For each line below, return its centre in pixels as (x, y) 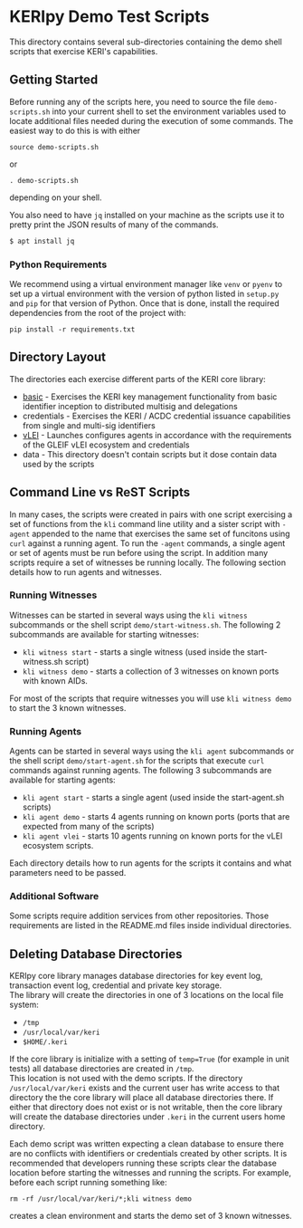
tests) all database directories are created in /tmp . (102, 1069)
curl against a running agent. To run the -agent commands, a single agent (147, 543)
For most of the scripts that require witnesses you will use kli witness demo (151, 698)
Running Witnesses (53, 595)
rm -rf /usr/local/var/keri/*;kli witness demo (101, 1199)
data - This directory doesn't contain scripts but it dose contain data (150, 454)
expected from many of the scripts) (89, 827)
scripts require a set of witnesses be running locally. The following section (148, 562)
